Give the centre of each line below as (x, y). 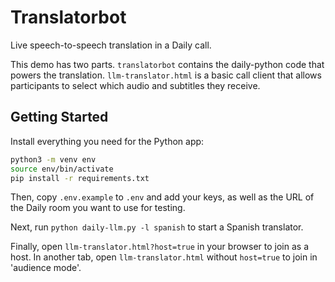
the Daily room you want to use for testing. (98, 208)
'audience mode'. (46, 268)
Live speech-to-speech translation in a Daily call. (111, 45)
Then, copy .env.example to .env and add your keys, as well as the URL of (162, 197)
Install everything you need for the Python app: (107, 141)
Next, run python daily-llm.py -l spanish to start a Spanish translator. (157, 227)
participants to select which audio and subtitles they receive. (135, 85)
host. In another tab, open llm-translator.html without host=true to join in (164, 257)
